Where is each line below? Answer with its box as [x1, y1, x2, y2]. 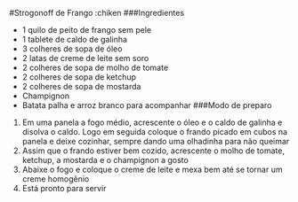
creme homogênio [21, 174, 90, 184]
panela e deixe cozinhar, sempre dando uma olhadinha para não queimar [21, 136, 290, 146]
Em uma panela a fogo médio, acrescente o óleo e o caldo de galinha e [21, 117, 283, 128]
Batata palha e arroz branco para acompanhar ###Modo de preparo [21, 100, 272, 110]
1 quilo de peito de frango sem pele [21, 25, 152, 35]
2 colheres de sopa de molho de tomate [21, 62, 169, 73]
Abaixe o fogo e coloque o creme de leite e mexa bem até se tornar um [21, 164, 283, 175]
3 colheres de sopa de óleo [21, 43, 123, 54]
